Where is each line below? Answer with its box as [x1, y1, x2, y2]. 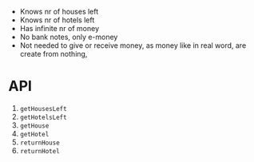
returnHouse [19, 139, 60, 147]
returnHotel [19, 147, 60, 155]
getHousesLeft [19, 105, 67, 113]
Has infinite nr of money [19, 24, 100, 33]
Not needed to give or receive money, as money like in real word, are [19, 41, 247, 50]
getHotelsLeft [19, 113, 67, 121]
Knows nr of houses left [19, 7, 99, 16]
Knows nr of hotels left [19, 15, 95, 25]
